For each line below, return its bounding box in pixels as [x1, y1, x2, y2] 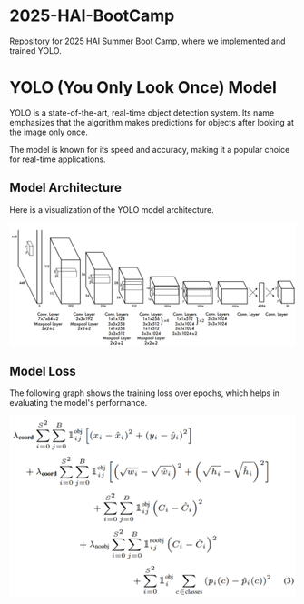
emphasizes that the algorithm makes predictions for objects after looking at [9, 116, 295, 127]
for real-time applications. [9, 154, 106, 165]
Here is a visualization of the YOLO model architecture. [9, 204, 215, 215]
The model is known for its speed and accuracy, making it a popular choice [9, 144, 290, 155]
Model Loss [9, 363, 77, 378]
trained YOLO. [9, 45, 62, 55]
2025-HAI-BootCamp [9, 5, 175, 26]
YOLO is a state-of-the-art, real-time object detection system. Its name [9, 106, 275, 118]
